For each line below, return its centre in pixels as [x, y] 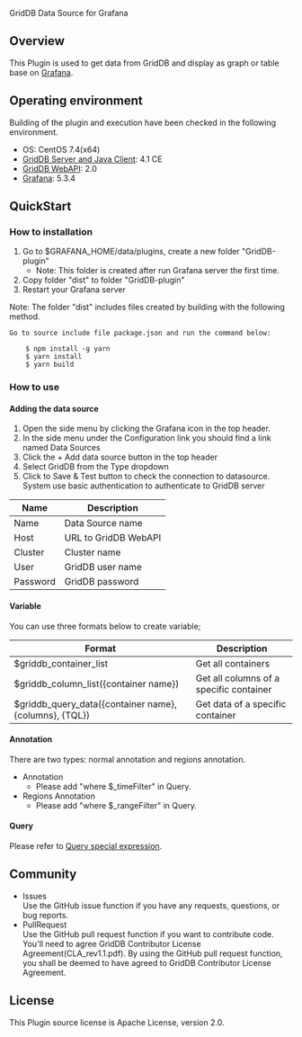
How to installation [51, 231]
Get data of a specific [241, 703]
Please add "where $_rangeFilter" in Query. [116, 805]
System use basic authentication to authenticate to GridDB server [143, 486]
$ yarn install [54, 357]
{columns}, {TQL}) [52, 715]
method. [25, 317]
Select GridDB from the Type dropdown [95, 467]
